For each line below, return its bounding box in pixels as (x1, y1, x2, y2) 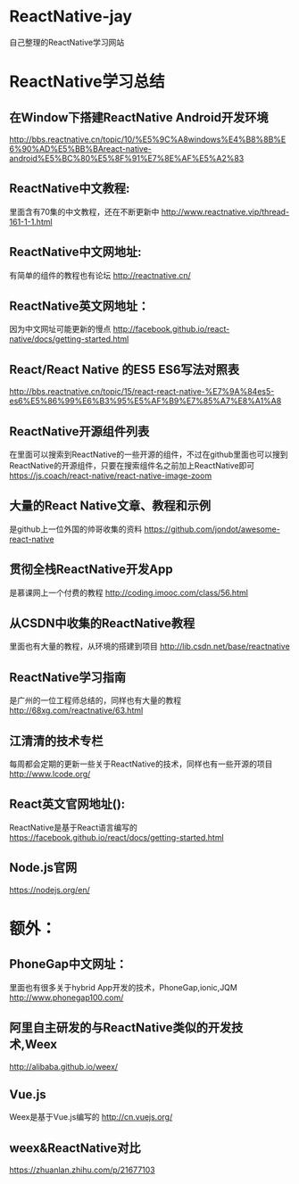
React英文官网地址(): (9, 797, 126, 812)
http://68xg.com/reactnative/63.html (9, 705, 144, 716)
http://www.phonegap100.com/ (9, 992, 124, 1003)
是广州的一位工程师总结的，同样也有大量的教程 (9, 695, 181, 706)
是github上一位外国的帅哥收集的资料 (9, 524, 143, 534)
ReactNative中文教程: (9, 181, 130, 196)
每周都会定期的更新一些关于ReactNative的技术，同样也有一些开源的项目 (9, 758, 273, 769)
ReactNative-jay (9, 6, 132, 27)
